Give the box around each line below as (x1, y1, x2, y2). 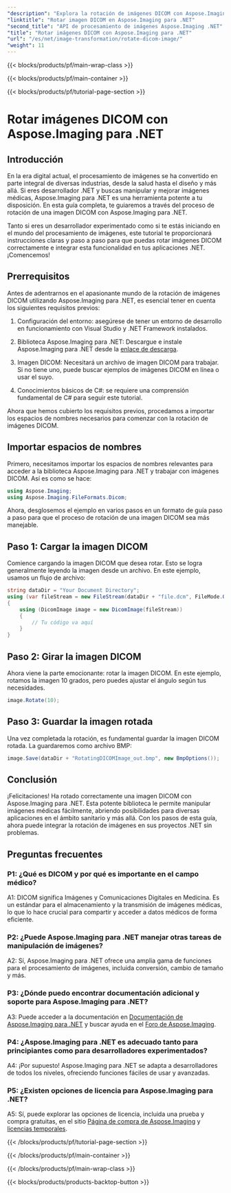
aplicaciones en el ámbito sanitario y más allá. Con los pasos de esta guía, (7, 814, 218, 822)
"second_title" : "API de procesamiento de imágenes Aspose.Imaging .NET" (7, 23, 223, 30)
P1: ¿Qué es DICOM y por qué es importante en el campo (7, 869, 199, 879)
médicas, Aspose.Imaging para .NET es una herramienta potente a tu (7, 194, 203, 201)
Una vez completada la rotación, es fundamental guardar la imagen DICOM (7, 734, 220, 743)
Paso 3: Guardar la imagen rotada (7, 716, 153, 727)
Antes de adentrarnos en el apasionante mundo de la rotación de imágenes (7, 289, 221, 297)
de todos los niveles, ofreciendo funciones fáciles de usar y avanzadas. (7, 1069, 210, 1077)
